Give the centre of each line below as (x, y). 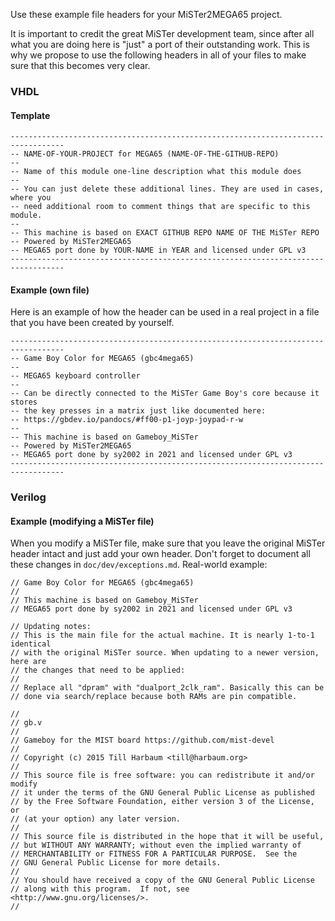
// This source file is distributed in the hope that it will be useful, (167, 837)
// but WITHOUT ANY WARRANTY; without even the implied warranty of (156, 845)
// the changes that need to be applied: (98, 670)
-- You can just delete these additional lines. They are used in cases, (167, 189)
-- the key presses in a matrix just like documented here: (138, 411)
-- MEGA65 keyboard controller (75, 376)
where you (31, 198)
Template (30, 115)
